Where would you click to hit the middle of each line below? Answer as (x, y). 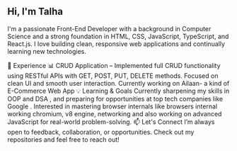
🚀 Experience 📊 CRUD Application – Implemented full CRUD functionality (114, 65)
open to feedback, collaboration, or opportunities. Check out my (101, 132)
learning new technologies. (47, 51)
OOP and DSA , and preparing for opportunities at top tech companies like (115, 99)
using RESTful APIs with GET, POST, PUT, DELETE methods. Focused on (113, 75)
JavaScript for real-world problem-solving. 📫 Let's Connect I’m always (111, 122)
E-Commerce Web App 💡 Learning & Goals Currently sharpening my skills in (118, 91)
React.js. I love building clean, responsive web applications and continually (116, 44)
